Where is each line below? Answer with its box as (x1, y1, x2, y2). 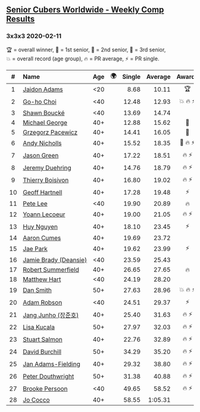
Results (6, 14, 35, 24)
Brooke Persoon (23, 385, 68, 393)
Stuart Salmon (23, 336, 62, 344)
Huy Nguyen (23, 223, 58, 231)
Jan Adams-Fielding (23, 360, 80, 368)
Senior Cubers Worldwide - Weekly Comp (6, 5, 164, 15)
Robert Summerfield (23, 265, 79, 273)
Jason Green (23, 152, 59, 160)
